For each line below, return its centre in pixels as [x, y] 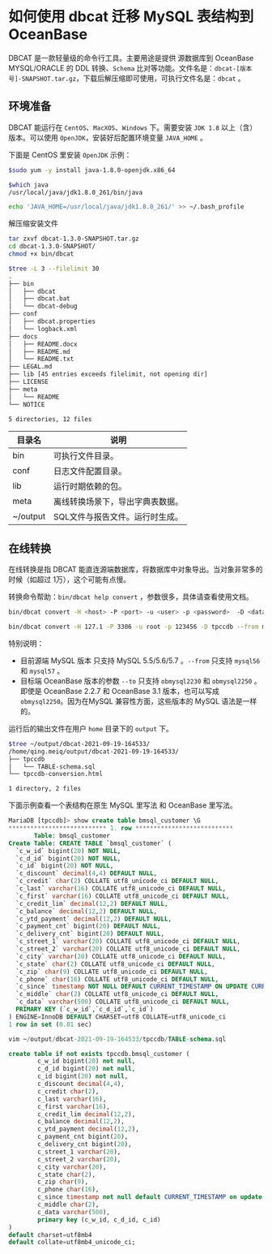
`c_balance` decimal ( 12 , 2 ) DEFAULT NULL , [87, 911]
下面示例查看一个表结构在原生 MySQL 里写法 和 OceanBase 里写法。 [123, 805]
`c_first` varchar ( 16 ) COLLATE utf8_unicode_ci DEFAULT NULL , [123, 896]
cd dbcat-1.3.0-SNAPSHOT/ [52, 247]
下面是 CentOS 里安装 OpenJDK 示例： [70, 154]
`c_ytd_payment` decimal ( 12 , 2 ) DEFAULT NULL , [94, 919]
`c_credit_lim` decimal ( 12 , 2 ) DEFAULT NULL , [92, 903]
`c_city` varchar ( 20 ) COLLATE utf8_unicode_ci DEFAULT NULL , [121, 956]
